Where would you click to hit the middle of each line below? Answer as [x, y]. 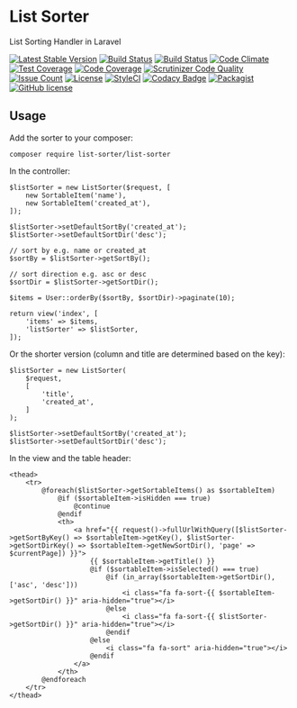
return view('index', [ [54, 313]
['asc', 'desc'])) [44, 585]
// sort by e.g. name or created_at [78, 250]
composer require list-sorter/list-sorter [90, 154]
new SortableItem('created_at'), [88, 203]
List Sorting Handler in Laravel [65, 41]
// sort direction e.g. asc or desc [78, 274]
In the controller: [40, 171]
